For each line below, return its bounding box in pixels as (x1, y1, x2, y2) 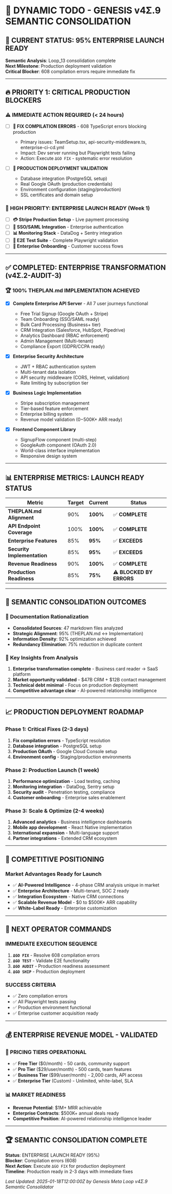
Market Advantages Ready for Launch (5, 870, 102, 877)
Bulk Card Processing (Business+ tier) (20, 321, 101, 328)
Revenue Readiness (8, 560, 57, 568)
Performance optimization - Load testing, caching (12, 778, 120, 784)
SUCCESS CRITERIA (5, 981, 56, 988)
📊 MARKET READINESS (5, 1091, 66, 1098)
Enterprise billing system (20, 411, 73, 417)
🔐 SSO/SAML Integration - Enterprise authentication (12, 224, 124, 230)
